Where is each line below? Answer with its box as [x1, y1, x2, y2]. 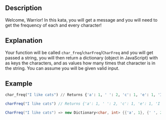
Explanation [5, 36, 43, 45]
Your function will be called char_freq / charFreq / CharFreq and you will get [5, 49, 154, 56]
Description [5, 4, 42, 12]
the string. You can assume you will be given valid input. [5, 65, 120, 71]
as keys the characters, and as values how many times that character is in [5, 60, 156, 66]
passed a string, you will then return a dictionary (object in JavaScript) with [5, 55, 158, 60]
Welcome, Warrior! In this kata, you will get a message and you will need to [5, 17, 158, 23]
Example [5, 80, 33, 88]
